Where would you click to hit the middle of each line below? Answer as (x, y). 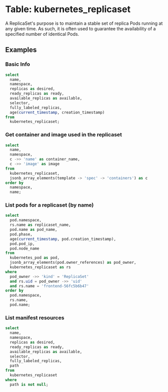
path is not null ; (29, 384)
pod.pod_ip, (22, 243)
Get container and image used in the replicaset (64, 135)
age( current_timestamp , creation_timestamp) (57, 112)
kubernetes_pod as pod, (35, 258)
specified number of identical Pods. (42, 34)
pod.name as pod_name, (34, 230)
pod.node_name (24, 249)
